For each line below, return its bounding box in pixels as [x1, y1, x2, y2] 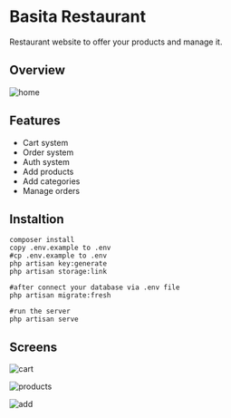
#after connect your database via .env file [9, 283, 180, 292]
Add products [22, 166, 74, 177]
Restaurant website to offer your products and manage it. [9, 36, 223, 47]
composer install [9, 236, 75, 245]
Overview [9, 63, 66, 78]
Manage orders [22, 185, 80, 196]
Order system [22, 147, 74, 158]
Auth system [22, 156, 71, 167]
